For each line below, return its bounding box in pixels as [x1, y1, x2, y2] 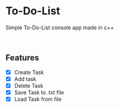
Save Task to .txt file [14, 88, 64, 96]
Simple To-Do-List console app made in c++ [5, 24, 114, 31]
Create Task [14, 69, 44, 76]
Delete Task [14, 82, 44, 89]
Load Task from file [14, 95, 62, 103]
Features [5, 53, 39, 63]
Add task [14, 75, 37, 82]
